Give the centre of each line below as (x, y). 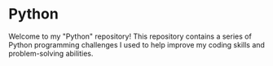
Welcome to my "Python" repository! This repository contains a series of (130, 36)
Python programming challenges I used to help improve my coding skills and (136, 44)
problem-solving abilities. (51, 53)
